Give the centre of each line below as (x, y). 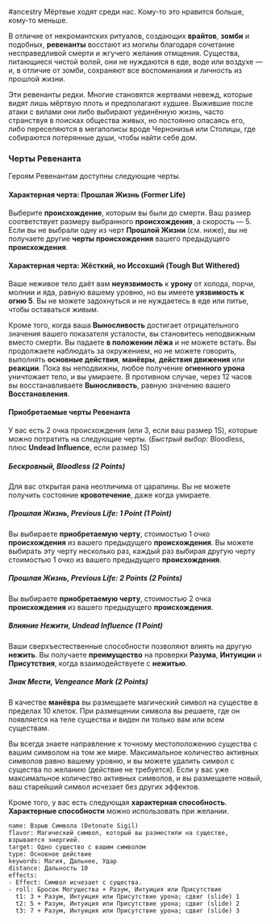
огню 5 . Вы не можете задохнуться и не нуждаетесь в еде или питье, (129, 301)
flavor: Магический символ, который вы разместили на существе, (119, 832)
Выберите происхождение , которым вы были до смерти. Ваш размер (130, 213)
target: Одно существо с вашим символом (77, 847)
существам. (29, 728)
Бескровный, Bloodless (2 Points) (67, 466)
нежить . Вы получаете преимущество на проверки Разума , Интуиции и (135, 654)
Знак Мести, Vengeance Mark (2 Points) (78, 682)
